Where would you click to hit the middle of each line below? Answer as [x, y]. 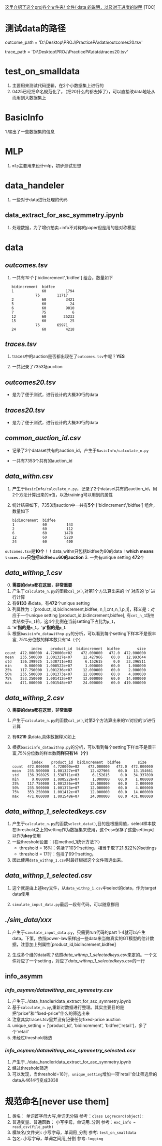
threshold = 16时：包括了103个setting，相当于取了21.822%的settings [88, 848]
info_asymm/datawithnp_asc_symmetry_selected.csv [70, 1051]
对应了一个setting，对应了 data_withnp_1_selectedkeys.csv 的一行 [81, 960]
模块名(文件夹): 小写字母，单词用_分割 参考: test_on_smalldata [74, 1132]
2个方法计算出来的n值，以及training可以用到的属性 [62, 495]
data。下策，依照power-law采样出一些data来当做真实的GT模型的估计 [81, 938]
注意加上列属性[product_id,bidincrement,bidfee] [68, 944]
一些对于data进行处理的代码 [40, 199]
